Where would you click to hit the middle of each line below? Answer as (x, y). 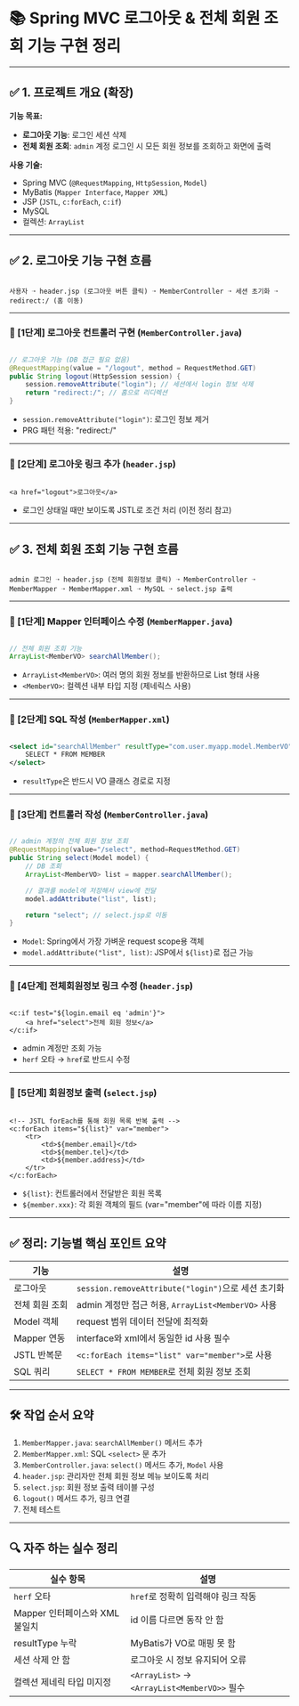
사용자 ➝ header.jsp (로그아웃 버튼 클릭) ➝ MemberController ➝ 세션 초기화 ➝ (144, 291)
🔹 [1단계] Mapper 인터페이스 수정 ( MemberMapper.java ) (121, 621)
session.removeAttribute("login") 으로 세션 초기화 (180, 1288)
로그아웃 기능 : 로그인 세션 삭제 (74, 134)
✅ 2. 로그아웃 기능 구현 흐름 (81, 260)
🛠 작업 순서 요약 (52, 1415)
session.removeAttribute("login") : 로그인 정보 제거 (115, 419)
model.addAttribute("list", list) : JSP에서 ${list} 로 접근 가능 (137, 953)
